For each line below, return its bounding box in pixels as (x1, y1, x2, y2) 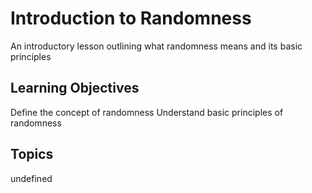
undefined (10, 172, 53, 184)
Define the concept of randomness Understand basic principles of (10, 106, 284, 118)
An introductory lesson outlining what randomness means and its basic (10, 40, 303, 52)
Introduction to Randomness (10, 7, 252, 30)
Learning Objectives (10, 80, 140, 97)
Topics (10, 146, 54, 163)
